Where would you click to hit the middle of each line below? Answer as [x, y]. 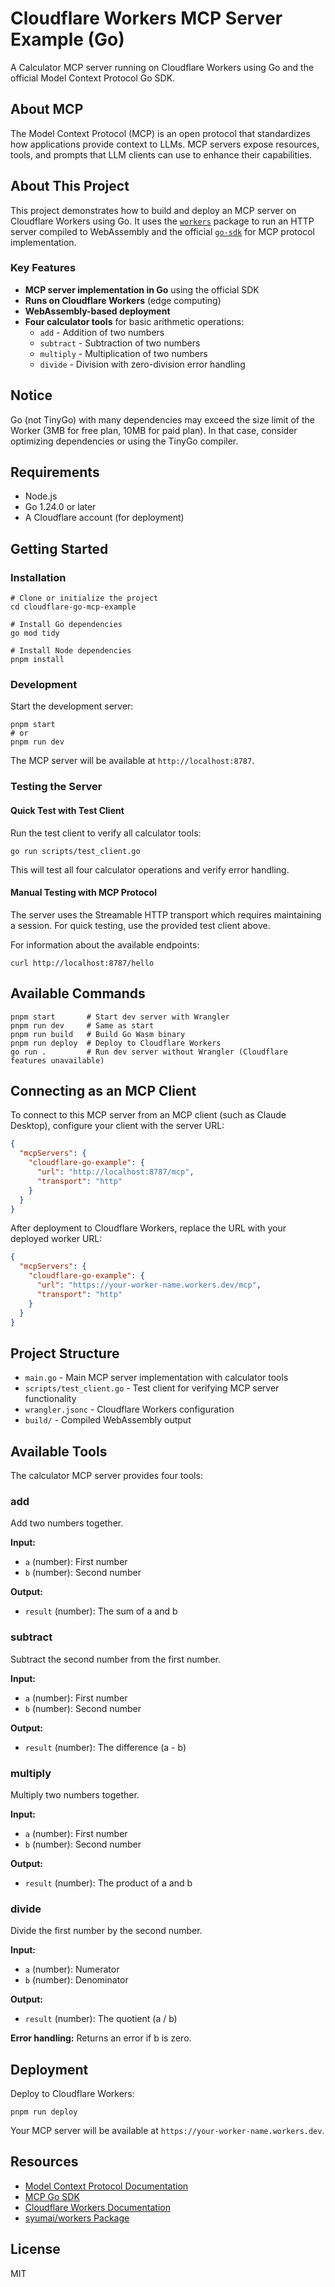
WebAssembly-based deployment [97, 311]
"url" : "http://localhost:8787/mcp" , [115, 1172]
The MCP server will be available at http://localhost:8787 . [132, 761]
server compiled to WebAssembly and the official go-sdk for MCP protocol [162, 231]
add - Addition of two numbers [102, 332]
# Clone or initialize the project [84, 598]
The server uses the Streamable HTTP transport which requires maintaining [166, 914]
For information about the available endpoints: [105, 944]
